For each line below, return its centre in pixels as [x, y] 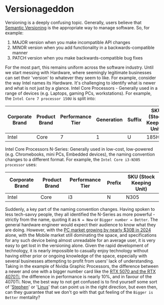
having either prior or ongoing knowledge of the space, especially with [76, 256]
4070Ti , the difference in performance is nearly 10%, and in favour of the [79, 276]
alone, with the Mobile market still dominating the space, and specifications [81, 235]
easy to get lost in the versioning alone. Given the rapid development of [77, 245]
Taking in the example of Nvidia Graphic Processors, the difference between [82, 266]
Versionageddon [40, 9]
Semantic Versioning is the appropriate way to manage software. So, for [77, 27]
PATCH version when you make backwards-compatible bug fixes [77, 58]
